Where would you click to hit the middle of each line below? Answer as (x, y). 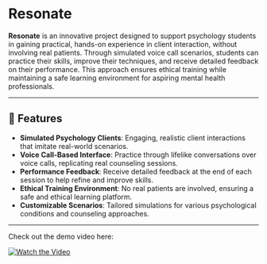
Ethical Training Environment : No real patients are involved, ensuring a (137, 188)
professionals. (31, 86)
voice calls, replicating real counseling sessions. (99, 163)
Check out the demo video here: (61, 236)
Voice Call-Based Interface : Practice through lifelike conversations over (138, 155)
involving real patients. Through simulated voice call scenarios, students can (133, 52)
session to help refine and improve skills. (86, 180)
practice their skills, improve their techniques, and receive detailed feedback (133, 61)
